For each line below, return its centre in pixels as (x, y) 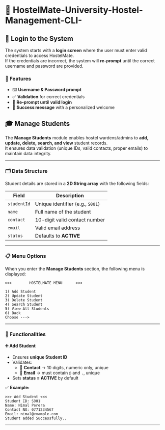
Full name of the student (63, 212)
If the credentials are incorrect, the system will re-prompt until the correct (80, 61)
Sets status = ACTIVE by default (45, 378)
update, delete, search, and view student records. (56, 143)
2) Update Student (24, 296)
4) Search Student (24, 304)
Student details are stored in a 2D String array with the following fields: (77, 184)
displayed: (15, 274)
